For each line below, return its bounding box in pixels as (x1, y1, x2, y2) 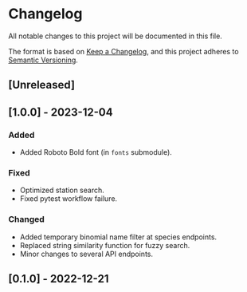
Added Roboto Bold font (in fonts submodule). (19, 148, 173, 157)
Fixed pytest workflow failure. (19, 194, 118, 203)
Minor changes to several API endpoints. (19, 249, 154, 258)
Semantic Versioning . (8, 55, 78, 65)
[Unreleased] (8, 78, 76, 92)
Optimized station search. (19, 185, 105, 195)
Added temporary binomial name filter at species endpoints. (19, 232, 218, 242)
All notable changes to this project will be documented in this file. (8, 31, 223, 41)
